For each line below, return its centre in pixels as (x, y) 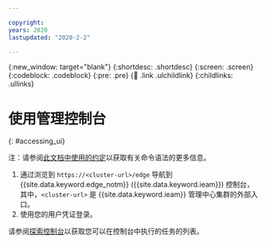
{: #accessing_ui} (37, 141)
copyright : (26, 22)
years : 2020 (28, 30)
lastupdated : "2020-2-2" (49, 37)
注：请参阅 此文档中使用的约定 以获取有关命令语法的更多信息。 (110, 158)
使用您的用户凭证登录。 (58, 214)
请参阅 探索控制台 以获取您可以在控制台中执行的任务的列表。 (106, 231)
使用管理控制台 (57, 118)
